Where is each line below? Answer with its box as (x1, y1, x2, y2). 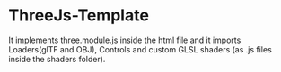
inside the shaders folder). (8, 53, 106, 64)
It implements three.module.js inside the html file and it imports (8, 35, 241, 45)
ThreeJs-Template (8, 5, 150, 26)
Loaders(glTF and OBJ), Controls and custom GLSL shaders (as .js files (8, 44, 273, 54)
